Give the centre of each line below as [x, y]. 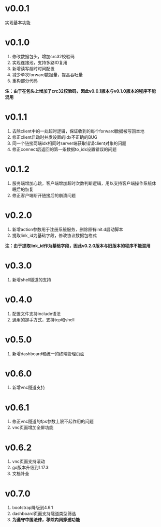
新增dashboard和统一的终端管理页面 [48, 354]
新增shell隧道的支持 [32, 280]
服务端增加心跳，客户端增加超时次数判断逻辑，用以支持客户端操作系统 [82, 183]
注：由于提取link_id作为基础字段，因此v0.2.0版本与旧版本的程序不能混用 [78, 246]
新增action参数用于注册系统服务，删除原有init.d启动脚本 [67, 229]
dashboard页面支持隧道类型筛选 [44, 514]
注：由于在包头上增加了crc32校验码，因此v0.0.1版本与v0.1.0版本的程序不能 [80, 91]
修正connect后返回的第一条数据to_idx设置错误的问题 [64, 149]
